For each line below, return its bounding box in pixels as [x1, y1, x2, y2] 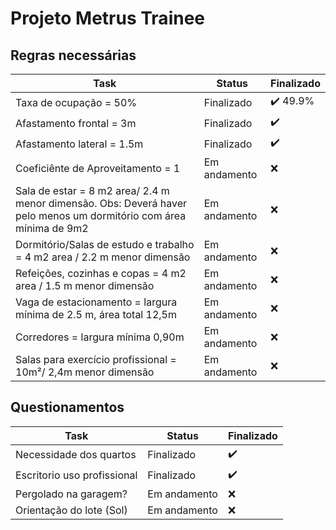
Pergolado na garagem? [15, 487, 128, 501]
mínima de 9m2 [15, 222, 89, 235]
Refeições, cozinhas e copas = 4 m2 [15, 267, 187, 280]
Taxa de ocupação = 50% [15, 95, 138, 109]
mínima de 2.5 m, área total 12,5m [15, 308, 177, 321]
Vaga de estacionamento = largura [15, 295, 178, 309]
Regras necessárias [10, 47, 137, 64]
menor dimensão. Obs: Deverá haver [15, 197, 187, 210]
